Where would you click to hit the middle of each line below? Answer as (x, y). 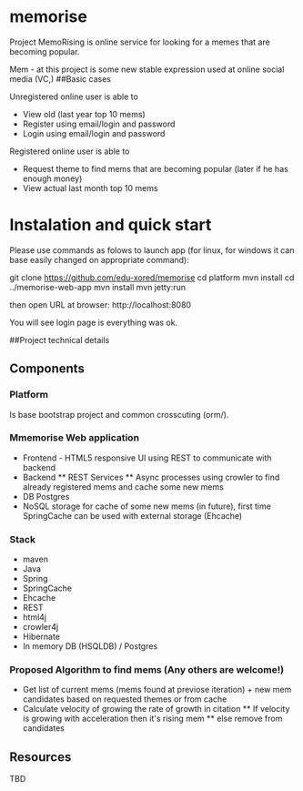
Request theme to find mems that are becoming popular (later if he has (155, 168)
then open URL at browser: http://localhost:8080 (101, 304)
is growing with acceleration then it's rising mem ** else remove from (152, 719)
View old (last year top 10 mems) (84, 114)
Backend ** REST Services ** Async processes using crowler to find (151, 477)
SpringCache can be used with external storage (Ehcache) (132, 515)
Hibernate (41, 637)
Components (47, 369)
